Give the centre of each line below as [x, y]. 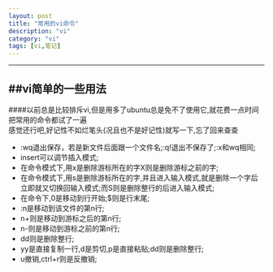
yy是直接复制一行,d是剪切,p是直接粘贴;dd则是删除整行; [112, 248]
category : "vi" [34, 39]
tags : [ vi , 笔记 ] [35, 46]
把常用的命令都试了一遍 [48, 119]
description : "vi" [39, 31]
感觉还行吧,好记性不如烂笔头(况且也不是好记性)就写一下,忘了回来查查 [123, 130]
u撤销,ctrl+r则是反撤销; [58, 259]
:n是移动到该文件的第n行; [62, 208]
